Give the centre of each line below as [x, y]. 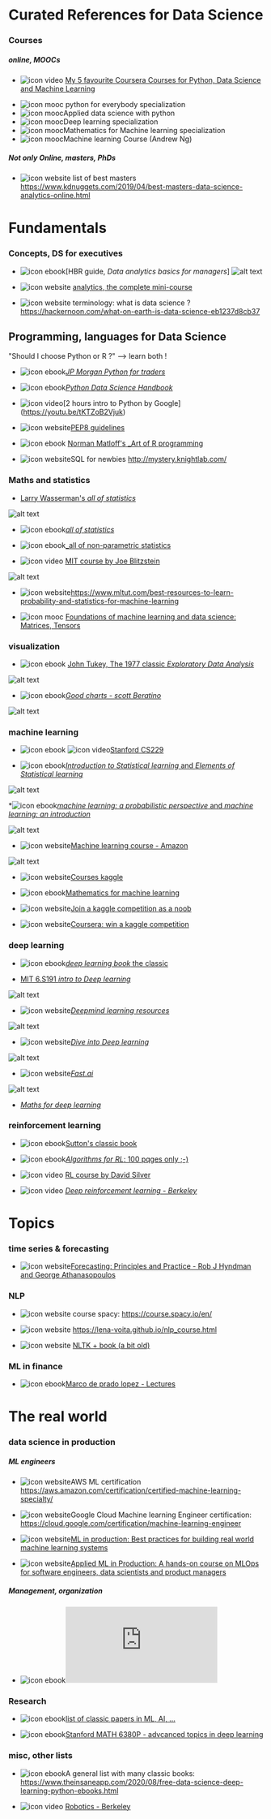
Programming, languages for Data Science [117, 336]
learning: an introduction [50, 814]
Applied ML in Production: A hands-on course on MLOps [165, 1563]
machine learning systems [64, 1547]
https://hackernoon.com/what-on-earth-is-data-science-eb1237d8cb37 [140, 311]
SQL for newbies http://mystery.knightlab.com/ [149, 459]
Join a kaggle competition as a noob [131, 909]
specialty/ [36, 1498]
